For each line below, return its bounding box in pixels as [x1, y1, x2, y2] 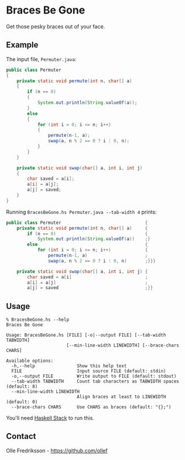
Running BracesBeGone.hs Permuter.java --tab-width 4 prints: [6, 208, 157, 215]
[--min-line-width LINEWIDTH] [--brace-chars [66, 343, 180, 348]
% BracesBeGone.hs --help [6, 317, 69, 323]
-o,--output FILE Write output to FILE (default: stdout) [11, 374, 177, 380]
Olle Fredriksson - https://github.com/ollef [6, 447, 108, 454]
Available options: [6, 358, 54, 364]
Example [6, 40, 39, 50]
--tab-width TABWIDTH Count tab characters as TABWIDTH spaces [11, 378, 180, 385]
